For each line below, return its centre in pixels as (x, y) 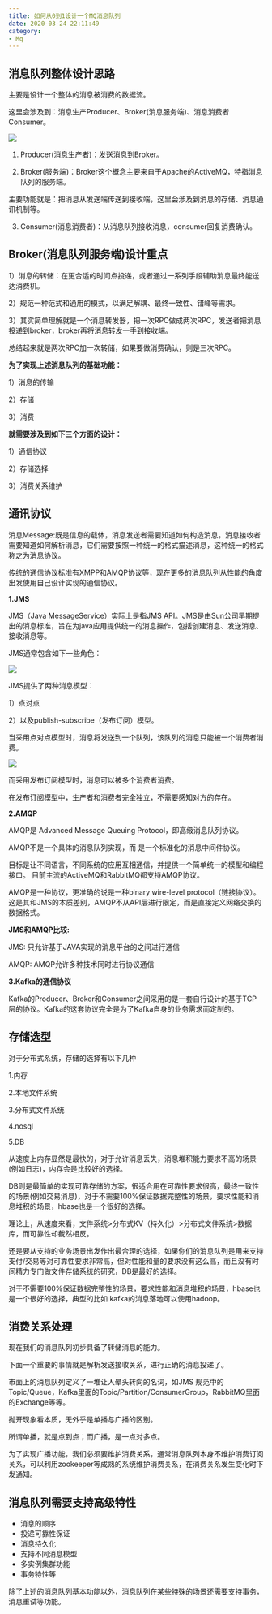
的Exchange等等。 (39, 1402)
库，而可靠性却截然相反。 (51, 1233)
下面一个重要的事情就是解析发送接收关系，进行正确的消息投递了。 (118, 1365)
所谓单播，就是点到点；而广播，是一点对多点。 (86, 1437)
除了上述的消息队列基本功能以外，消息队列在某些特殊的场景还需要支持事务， (136, 1591)
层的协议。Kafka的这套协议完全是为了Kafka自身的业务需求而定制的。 (123, 1008)
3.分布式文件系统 (36, 1110)
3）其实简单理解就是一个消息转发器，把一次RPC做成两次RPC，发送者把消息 (135, 320)
